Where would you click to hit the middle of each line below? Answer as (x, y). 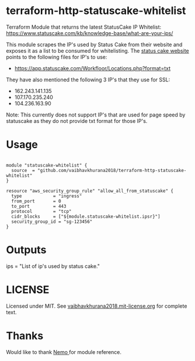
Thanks (25, 336)
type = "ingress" (47, 196)
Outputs (26, 250)
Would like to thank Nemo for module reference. (64, 352)
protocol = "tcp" (41, 211)
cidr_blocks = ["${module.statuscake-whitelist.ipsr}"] (86, 216)
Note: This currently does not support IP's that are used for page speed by (96, 115)
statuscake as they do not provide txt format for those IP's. (77, 121)
